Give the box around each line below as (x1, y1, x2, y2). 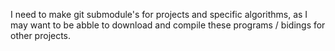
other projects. (10, 30, 72, 41)
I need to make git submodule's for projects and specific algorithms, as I (10, 9, 308, 20)
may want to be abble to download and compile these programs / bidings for (10, 19, 326, 31)
